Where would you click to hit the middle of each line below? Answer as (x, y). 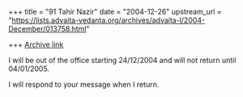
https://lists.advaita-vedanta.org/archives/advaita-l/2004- (109, 20)
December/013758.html (47, 29)
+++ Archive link (36, 44)
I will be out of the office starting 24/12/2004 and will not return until (122, 60)
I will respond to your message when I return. (84, 84)
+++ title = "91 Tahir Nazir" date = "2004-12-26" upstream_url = (115, 12)
